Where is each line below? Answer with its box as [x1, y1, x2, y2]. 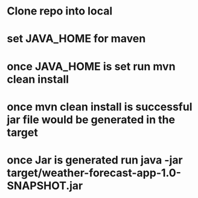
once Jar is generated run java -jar [7, 153, 183, 167]
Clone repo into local [7, 4, 113, 18]
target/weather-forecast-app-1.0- [7, 166, 182, 179]
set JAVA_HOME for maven [7, 32, 146, 46]
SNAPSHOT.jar [7, 179, 83, 193]
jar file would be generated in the [7, 113, 176, 126]
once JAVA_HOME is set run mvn [7, 59, 176, 73]
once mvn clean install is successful [7, 100, 193, 113]
